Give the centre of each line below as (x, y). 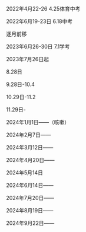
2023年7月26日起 (27, 59)
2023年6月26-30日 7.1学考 (38, 47)
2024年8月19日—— (30, 210)
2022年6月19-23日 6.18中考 (39, 21)
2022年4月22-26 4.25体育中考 (43, 9)
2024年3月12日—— (30, 147)
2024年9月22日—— (30, 223)
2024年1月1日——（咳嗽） (38, 122)
